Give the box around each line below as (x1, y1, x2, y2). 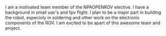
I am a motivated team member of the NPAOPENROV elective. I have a (5, 4, 149, 10)
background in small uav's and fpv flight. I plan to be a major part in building (5, 9, 162, 15)
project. (5, 25, 21, 31)
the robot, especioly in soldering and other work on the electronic (5, 15, 140, 20)
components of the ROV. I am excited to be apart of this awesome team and (5, 20, 161, 26)
